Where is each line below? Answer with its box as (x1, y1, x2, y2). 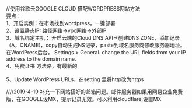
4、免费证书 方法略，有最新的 (6, 62, 78, 69)
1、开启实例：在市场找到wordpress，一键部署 (6, 20, 116, 26)
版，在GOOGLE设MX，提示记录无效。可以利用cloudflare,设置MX (6, 96, 162, 102)
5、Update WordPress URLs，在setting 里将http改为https (6, 76, 144, 83)
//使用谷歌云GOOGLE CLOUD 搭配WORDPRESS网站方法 (6, 5, 141, 12)
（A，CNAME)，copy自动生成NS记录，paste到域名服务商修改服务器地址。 (6, 41, 186, 48)
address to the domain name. (6, 55, 76, 62)
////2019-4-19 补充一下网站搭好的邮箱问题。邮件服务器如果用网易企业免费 (6, 88, 183, 95)
